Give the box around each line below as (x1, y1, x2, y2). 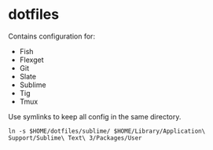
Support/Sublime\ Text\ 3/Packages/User (8, 134, 143, 142)
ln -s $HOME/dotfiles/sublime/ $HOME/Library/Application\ (8, 127, 206, 135)
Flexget (19, 55, 44, 64)
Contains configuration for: (8, 31, 96, 41)
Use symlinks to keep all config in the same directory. (8, 112, 182, 121)
